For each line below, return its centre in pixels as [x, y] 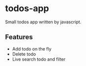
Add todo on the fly [32, 49]
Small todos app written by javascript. [43, 22]
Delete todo [24, 54]
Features [19, 37]
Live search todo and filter [39, 59]
